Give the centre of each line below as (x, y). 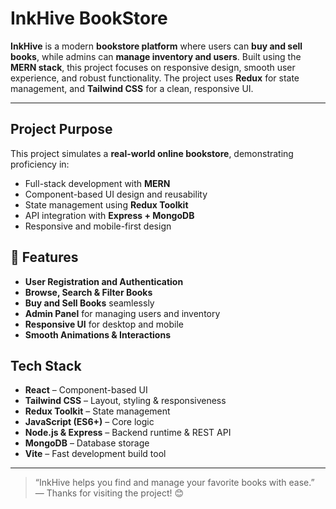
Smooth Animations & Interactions (97, 334)
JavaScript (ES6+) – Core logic (89, 422)
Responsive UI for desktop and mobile (104, 324)
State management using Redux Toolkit (106, 204)
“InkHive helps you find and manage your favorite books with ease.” (174, 483)
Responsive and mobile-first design (98, 226)
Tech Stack (46, 365)
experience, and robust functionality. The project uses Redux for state (155, 78)
